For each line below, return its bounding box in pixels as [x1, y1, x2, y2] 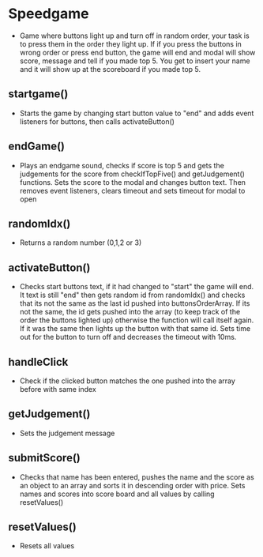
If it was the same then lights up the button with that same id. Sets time [19, 324, 251, 333]
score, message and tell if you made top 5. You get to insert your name [19, 56, 250, 66]
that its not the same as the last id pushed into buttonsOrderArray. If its [19, 299, 250, 308]
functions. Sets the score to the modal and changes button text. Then [19, 177, 246, 186]
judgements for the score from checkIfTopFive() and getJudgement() [19, 169, 245, 179]
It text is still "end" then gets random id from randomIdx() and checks [19, 290, 246, 300]
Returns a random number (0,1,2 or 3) [19, 238, 142, 247]
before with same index [19, 385, 96, 393]
